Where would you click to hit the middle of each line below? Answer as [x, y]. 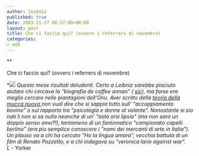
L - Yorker [19, 148]
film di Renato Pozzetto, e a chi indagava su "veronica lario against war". [96, 141]
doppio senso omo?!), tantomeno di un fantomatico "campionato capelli [95, 122]
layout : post [23, 28]
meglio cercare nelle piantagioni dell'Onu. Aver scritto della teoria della [94, 97]
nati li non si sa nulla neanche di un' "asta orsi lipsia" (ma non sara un [92, 116]
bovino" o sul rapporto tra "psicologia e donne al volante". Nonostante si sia [100, 110]
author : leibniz [27, 12]
